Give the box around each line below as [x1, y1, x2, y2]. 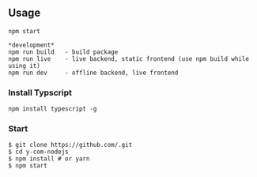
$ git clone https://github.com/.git [8, 141, 133, 149]
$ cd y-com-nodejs [8, 148, 69, 156]
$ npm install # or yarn [8, 155, 90, 163]
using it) [8, 62, 41, 70]
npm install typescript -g [8, 105, 97, 113]
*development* [8, 41, 55, 49]
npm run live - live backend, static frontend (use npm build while [8, 55, 249, 62]
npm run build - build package [8, 47, 119, 56]
